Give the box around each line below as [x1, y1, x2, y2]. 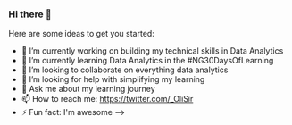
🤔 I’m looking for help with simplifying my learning [21, 74, 205, 85]
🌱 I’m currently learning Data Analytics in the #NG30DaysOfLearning [21, 55, 274, 66]
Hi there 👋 [8, 8, 53, 21]
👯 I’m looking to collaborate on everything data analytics [21, 64, 229, 75]
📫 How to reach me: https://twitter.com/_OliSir [21, 94, 194, 104]
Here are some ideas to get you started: [8, 29, 155, 39]
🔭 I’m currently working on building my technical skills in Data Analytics [21, 46, 284, 56]
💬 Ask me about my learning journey [21, 84, 155, 95]
